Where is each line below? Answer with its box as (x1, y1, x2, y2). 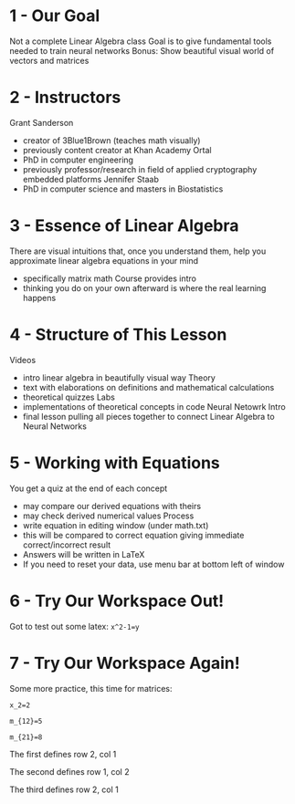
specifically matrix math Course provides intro (22, 273, 196, 284)
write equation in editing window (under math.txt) (22, 519, 209, 530)
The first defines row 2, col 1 (9, 748, 117, 759)
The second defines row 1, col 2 (9, 766, 130, 777)
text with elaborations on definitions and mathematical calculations (22, 381, 275, 392)
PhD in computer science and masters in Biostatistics (22, 183, 224, 194)
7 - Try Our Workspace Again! (9, 653, 240, 673)
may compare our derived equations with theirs (22, 500, 202, 511)
